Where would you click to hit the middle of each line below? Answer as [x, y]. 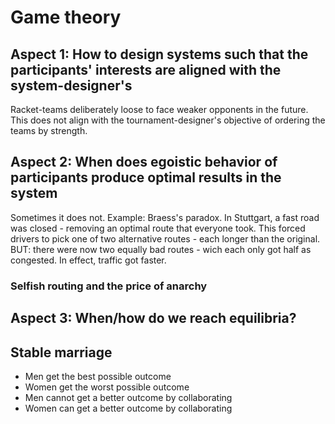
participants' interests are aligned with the [146, 69]
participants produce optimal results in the [146, 177]
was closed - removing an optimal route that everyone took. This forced [158, 228]
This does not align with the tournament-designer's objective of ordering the [168, 120]
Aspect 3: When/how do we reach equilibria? [153, 318]
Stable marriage [61, 352]
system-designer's [71, 85]
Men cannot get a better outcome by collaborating [128, 397]
